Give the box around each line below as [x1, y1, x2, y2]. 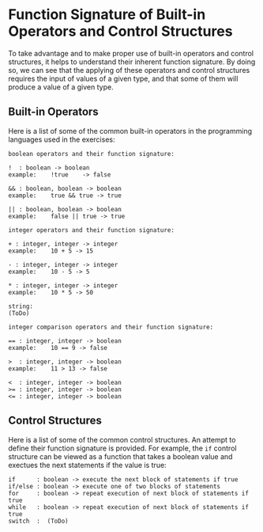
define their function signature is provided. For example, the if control [8, 443, 237, 453]
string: [8, 302, 34, 310]
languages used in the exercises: [8, 135, 115, 144]
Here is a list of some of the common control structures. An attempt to [8, 435, 236, 444]
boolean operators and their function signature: [8, 150, 175, 158]
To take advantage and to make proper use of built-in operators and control [8, 48, 254, 58]
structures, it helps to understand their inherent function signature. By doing [8, 57, 256, 66]
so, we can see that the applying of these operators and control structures [8, 65, 250, 74]
